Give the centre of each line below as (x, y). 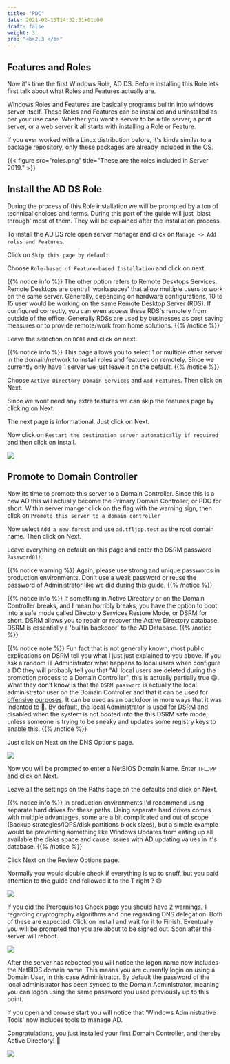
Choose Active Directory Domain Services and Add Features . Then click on (115, 380)
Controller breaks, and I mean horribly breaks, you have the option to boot (112, 605)
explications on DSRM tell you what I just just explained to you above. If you (114, 655)
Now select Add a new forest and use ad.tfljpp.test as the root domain (111, 529)
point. (15, 999)
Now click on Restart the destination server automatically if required (113, 434)
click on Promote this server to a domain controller (84, 515)
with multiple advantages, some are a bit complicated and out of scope (108, 817)
